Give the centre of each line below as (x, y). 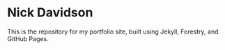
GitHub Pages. (28, 38)
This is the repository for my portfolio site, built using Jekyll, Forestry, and (113, 32)
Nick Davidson (50, 13)
